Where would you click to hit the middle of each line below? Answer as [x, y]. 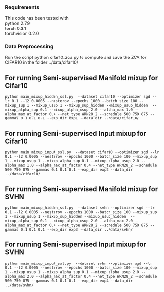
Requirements [22, 7]
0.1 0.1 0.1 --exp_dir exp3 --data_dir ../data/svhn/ [77, 230]
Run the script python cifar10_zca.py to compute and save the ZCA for [76, 57]
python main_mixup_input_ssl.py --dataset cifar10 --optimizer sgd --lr [82, 152]
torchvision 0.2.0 [22, 34]
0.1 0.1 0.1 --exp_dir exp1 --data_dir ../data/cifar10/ [80, 118]
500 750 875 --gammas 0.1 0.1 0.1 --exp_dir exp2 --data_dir [69, 170]
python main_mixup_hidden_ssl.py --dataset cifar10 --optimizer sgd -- [81, 97]
